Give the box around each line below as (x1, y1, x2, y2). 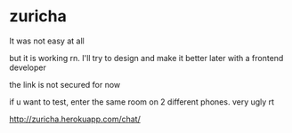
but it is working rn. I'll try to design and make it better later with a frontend (9, 52, 284, 63)
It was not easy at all (9, 35, 85, 46)
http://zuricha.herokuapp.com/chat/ (9, 113, 141, 124)
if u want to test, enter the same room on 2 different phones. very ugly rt (9, 96, 274, 107)
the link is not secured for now (9, 79, 121, 90)
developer (9, 62, 47, 73)
